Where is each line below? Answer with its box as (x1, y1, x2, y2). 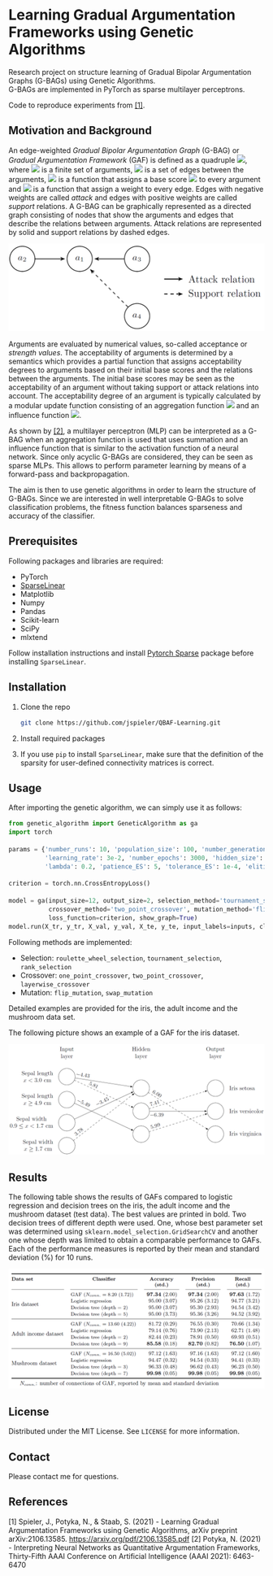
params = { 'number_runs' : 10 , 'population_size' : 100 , (8, 845, 198, 853)
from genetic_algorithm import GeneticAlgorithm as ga (8, 820, 198, 828)
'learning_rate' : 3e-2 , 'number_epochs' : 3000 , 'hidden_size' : (44, 854, 264, 862)
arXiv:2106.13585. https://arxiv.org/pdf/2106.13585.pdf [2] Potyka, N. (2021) (8, 1534, 262, 1543)
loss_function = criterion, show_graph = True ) (48, 913, 198, 922)
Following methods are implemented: (8, 937, 132, 947)
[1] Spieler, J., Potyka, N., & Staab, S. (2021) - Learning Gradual (8, 1517, 219, 1526)
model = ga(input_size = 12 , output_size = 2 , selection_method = (8, 897, 220, 905)
